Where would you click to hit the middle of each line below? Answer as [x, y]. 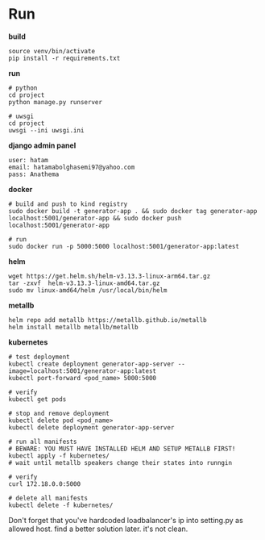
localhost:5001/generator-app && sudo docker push [95, 218]
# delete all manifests [48, 498]
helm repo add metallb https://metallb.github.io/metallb [108, 320]
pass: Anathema [34, 174]
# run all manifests [43, 442]
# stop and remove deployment [59, 413]
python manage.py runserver [56, 102]
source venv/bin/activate [52, 51]
